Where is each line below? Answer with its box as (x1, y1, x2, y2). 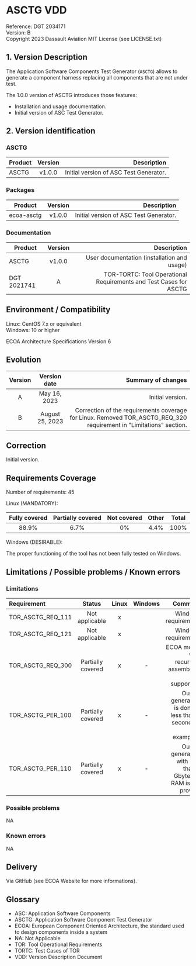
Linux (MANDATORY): (6, 500, 58, 507)
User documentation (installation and (85, 254, 187, 262)
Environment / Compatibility (6, 305, 111, 315)
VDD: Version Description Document (14, 954, 103, 961)
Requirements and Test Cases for (96, 278, 187, 286)
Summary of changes (125, 375, 187, 384)
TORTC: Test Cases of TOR (14, 947, 80, 954)
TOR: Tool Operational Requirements (14, 941, 103, 948)
